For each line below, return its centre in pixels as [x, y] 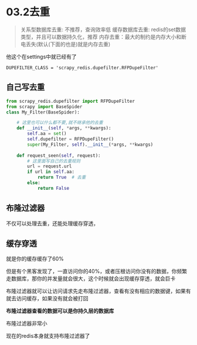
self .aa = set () [47, 134]
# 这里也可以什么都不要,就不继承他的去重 [60, 123]
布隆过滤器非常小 [27, 323]
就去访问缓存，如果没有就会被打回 [47, 299]
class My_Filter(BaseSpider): [43, 112]
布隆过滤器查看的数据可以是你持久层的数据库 [60, 311]
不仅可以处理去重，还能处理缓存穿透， [52, 223]
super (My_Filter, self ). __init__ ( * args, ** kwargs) [90, 145]
